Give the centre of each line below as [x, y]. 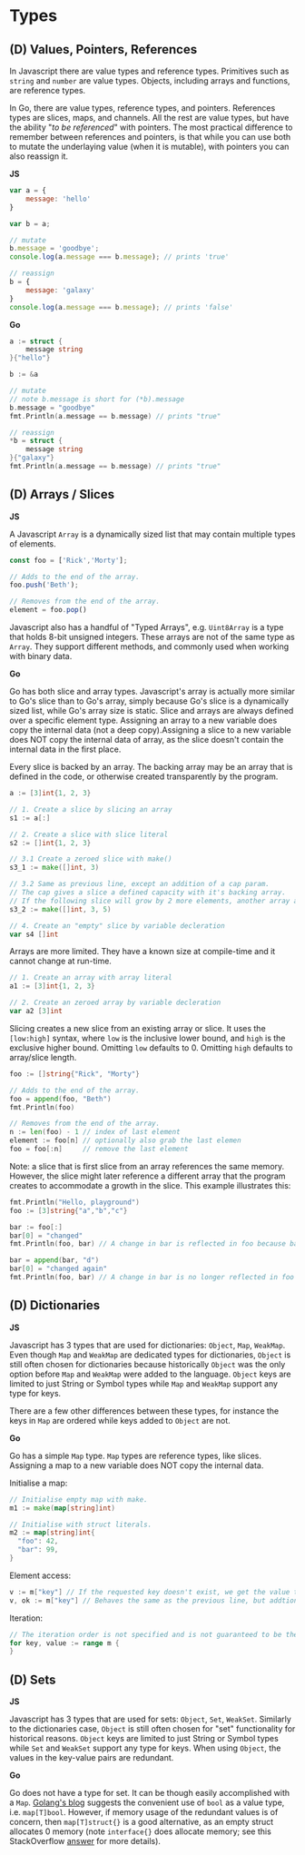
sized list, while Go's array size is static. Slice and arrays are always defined [152, 711]
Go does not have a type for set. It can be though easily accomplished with [150, 1793]
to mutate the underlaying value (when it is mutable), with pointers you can [149, 147]
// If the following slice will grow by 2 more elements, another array [150, 901]
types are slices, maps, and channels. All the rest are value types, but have [149, 118]
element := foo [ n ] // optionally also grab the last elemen [126, 1140]
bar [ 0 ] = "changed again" [58, 1269]
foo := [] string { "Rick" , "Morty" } [75, 1074]
